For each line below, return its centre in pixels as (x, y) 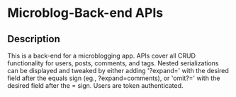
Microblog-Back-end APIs (85, 13)
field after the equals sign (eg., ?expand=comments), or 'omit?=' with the (114, 78)
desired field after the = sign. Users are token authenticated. (95, 85)
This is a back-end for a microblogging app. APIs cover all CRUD (102, 56)
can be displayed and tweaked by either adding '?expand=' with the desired (118, 71)
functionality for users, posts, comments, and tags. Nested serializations (113, 63)
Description (34, 39)
